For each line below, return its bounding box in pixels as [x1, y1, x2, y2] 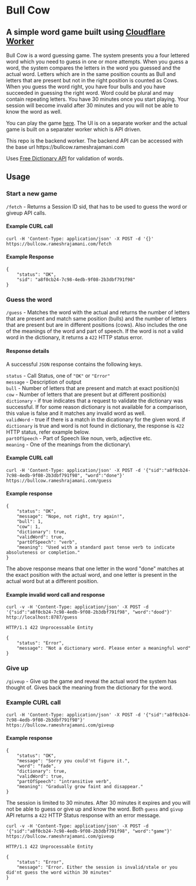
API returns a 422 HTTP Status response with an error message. [6, 812, 161, 819]
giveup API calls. [6, 209, 47, 216]
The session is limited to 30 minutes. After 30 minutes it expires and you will [6, 799, 191, 806]
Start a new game [6, 190, 58, 198]
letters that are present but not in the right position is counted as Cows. [6, 77, 179, 84]
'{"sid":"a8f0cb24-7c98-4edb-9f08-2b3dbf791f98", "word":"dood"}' [6, 609, 172, 616]
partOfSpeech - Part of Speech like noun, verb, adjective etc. [6, 434, 152, 442]
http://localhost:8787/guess [6, 614, 78, 620]
